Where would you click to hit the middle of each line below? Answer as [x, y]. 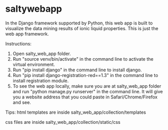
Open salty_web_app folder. [42, 54]
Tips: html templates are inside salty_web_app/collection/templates [76, 112]
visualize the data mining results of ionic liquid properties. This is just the [82, 28]
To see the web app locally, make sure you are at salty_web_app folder [87, 86]
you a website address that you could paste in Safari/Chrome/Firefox [85, 97]
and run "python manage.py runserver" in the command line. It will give [88, 91]
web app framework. [27, 34]
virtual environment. [34, 64]
